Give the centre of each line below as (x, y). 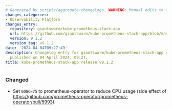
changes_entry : (21, 24)
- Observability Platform (33, 19)
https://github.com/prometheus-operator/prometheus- (70, 96)
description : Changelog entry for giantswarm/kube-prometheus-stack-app (84, 52)
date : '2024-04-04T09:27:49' (36, 48)
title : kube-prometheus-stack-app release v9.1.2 (59, 62)
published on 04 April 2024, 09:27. (49, 57)
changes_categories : (27, 15)
